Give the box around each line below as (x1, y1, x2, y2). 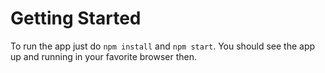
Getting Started (10, 7, 142, 30)
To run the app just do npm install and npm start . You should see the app (10, 40, 316, 52)
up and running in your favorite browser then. (10, 50, 198, 62)
